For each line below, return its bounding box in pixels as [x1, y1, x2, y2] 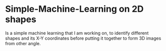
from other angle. [5, 40, 41, 46]
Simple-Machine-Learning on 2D [5, 3, 144, 15]
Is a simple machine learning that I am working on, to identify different [5, 30, 149, 36]
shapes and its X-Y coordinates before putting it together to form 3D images [5, 35, 162, 41]
